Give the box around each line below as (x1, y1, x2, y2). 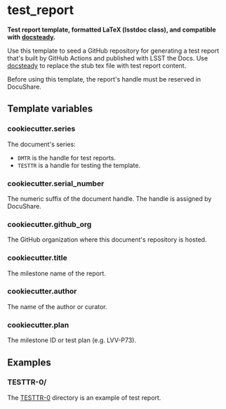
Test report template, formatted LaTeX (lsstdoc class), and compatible (7, 25, 216, 34)
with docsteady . (7, 32, 56, 41)
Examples (7, 356, 51, 368)
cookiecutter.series (7, 124, 76, 134)
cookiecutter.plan (7, 320, 69, 330)
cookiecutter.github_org (7, 219, 92, 229)
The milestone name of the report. (7, 269, 107, 278)
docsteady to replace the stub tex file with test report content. (7, 61, 187, 70)
